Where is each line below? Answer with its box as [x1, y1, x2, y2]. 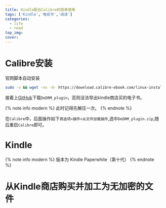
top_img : [5, 30, 23, 35]
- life [9, 21, 23, 26]
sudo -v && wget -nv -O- [5, 85, 56, 90]
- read [9, 26, 23, 31]
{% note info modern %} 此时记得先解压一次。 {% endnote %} [5, 105, 132, 111]
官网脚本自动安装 [5, 75, 40, 81]
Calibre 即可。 [18, 122, 47, 128]
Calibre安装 [5, 58, 53, 69]
